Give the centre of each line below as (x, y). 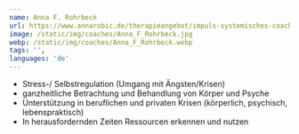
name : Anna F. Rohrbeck (53, 17)
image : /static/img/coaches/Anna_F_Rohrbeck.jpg (101, 34)
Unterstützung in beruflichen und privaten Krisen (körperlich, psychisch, (154, 102)
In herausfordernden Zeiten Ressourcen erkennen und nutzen (135, 122)
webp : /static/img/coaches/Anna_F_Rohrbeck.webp (101, 42)
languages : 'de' (39, 59)
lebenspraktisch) (53, 112)
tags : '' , (28, 51)
